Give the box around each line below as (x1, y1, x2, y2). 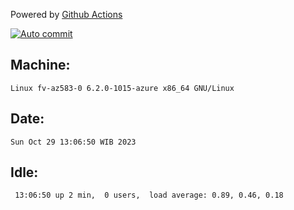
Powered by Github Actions (10, 9, 123, 20)
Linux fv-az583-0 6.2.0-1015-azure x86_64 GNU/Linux (10, 83, 235, 93)
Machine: (10, 57, 71, 74)
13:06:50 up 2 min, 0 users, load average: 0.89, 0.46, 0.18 (14, 190, 284, 201)
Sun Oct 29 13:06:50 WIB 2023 (10, 137, 137, 147)
